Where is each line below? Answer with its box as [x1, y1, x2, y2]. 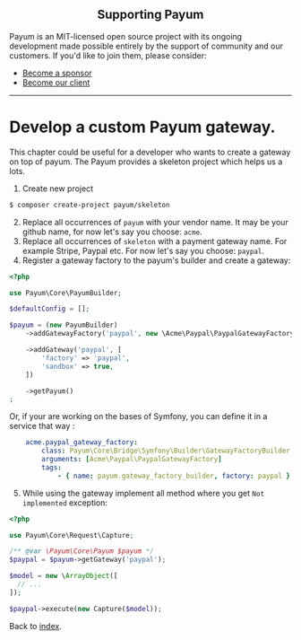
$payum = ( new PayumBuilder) [9, 320, 118, 330]
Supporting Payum [97, 7, 204, 22]
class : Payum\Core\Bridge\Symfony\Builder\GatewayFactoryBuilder [41, 446, 291, 456]
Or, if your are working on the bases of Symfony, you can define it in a [9, 411, 268, 422]
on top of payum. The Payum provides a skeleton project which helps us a [9, 156, 283, 167]
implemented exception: [21, 497, 108, 508]
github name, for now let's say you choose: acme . [21, 226, 203, 237]
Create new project [21, 183, 94, 194]
